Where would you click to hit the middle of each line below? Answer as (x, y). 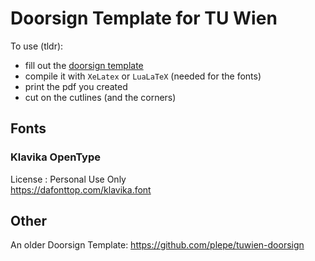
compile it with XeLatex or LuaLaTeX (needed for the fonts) (143, 76)
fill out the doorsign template (84, 65)
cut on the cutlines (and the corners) (100, 97)
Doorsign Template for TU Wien (144, 18)
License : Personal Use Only (68, 179)
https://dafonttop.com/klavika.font (81, 189)
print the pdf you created (76, 86)
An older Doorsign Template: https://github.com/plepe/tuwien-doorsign (157, 245)
